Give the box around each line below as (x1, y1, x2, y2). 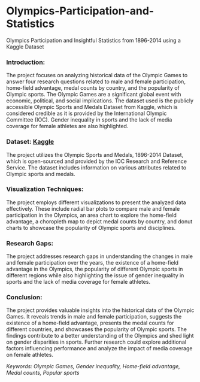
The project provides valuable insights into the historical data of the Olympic (6, 307, 195, 314)
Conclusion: (6, 293, 43, 302)
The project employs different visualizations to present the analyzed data (6, 199, 187, 206)
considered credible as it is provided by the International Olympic (6, 110, 167, 117)
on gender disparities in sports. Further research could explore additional (6, 338, 187, 345)
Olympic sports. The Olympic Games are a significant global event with (6, 91, 181, 98)
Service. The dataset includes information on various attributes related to (6, 163, 187, 171)
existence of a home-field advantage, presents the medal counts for (6, 319, 175, 327)
